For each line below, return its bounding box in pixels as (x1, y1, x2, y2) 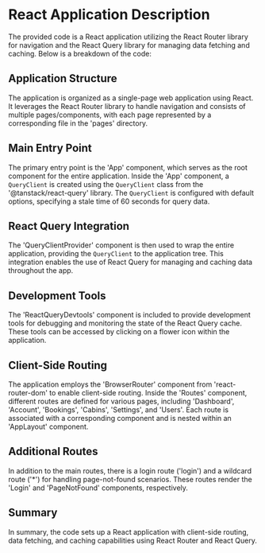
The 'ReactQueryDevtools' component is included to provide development (8, 310, 252, 320)
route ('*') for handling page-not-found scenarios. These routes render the (8, 474, 252, 484)
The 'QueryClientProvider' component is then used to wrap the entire (8, 240, 235, 250)
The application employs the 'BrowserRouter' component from (8, 380, 213, 389)
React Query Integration (8, 219, 129, 232)
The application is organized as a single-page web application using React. (8, 93, 254, 103)
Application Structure (8, 72, 117, 85)
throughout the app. (8, 266, 74, 275)
